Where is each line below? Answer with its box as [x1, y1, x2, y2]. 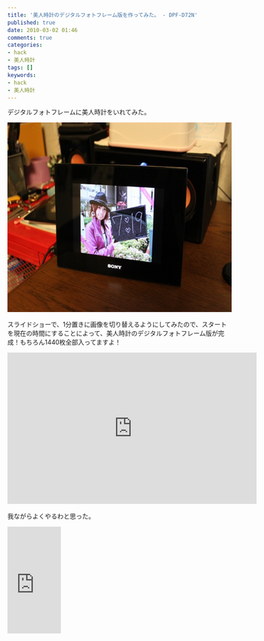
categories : [7, 41, 43, 49]
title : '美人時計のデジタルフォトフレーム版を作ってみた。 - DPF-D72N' [7, 11, 198, 19]
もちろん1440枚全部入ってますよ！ [19, 338, 122, 347]
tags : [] [7, 64, 33, 71]
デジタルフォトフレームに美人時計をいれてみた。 [7, 108, 151, 117]
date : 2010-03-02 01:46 [7, 26, 78, 33]
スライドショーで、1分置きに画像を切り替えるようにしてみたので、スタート [7, 320, 227, 329]
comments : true [7, 34, 53, 41]
